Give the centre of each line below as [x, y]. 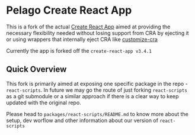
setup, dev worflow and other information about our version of [82, 120]
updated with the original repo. [44, 102]
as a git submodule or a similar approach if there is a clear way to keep [92, 96]
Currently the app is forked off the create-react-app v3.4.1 [79, 50]
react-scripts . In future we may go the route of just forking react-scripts [97, 90]
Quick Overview [36, 70]
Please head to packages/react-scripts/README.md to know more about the [97, 114]
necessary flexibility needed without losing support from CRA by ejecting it [97, 33]
